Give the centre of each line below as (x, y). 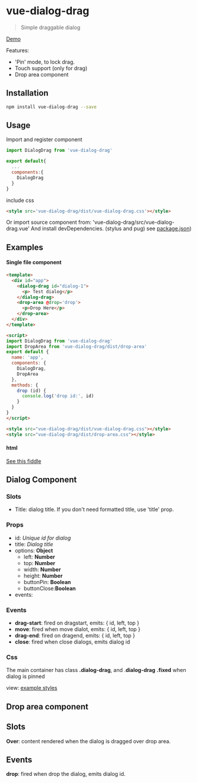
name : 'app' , (28, 357)
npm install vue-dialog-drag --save (51, 107)
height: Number (43, 576)
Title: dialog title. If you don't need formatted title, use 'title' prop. (94, 509)
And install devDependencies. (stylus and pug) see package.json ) (111, 229)
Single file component (34, 262)
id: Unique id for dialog (43, 538)
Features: (18, 50)
